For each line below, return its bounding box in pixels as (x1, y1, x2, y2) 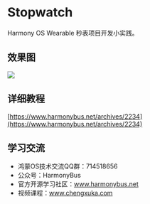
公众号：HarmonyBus (17, 171, 82, 180)
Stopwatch (7, 4, 73, 21)
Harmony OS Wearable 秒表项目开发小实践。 (7, 28, 139, 37)
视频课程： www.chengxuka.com (17, 189, 113, 198)
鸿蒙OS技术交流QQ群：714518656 (17, 162, 118, 171)
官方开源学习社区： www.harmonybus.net (17, 180, 139, 188)
